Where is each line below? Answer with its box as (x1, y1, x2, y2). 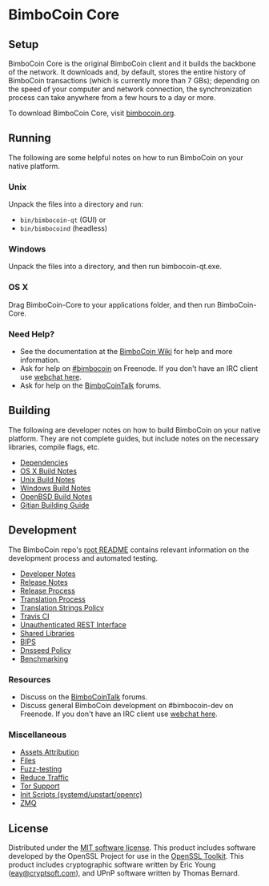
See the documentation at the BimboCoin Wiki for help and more (19, 347, 233, 356)
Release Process (19, 586, 76, 595)
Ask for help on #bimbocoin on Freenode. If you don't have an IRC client (19, 364, 259, 373)
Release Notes (19, 577, 68, 586)
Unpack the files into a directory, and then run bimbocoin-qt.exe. (8, 262, 223, 272)
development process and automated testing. (8, 553, 159, 562)
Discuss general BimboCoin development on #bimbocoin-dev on (19, 700, 234, 710)
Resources (8, 674, 51, 685)
